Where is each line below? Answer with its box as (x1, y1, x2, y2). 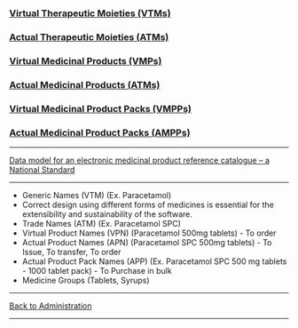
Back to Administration (9, 300, 92, 311)
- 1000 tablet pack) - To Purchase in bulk (21, 265, 172, 276)
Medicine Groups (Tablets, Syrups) (21, 275, 150, 285)
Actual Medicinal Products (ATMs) (9, 78, 161, 91)
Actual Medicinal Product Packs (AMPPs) (9, 126, 191, 139)
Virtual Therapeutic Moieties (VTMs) (9, 7, 171, 20)
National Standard (9, 164, 75, 175)
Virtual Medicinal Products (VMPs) (9, 54, 162, 67)
